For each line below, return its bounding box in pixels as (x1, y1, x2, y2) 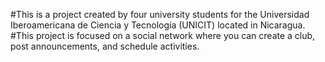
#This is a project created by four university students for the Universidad (10, 9, 310, 20)
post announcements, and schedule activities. (10, 40, 200, 52)
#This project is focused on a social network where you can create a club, (10, 30, 316, 41)
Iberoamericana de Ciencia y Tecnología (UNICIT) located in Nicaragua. (10, 19, 306, 31)
